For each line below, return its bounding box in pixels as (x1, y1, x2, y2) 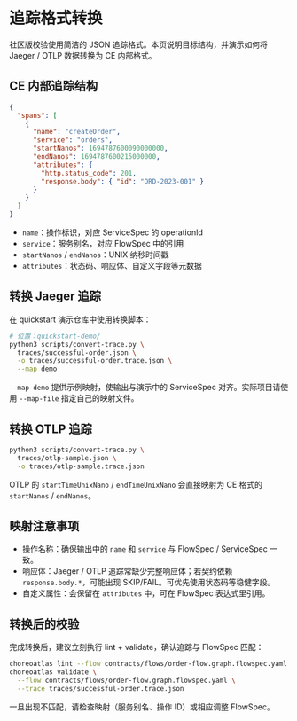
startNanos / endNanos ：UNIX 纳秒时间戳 (21, 249, 169, 260)
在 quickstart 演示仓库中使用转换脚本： (9, 314, 152, 325)
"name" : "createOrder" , (32, 128, 121, 137)
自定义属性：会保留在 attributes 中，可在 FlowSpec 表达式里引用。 (21, 588, 270, 599)
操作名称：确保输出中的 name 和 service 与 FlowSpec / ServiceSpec (21, 544, 268, 554)
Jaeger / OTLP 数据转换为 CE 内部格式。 (9, 50, 157, 60)
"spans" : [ (17, 111, 58, 120)
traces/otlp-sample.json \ (17, 453, 117, 462)
